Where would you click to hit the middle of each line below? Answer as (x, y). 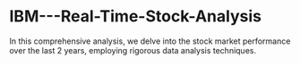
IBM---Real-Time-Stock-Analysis (136, 16)
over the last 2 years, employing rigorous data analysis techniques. (133, 50)
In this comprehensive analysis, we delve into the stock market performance (150, 41)
